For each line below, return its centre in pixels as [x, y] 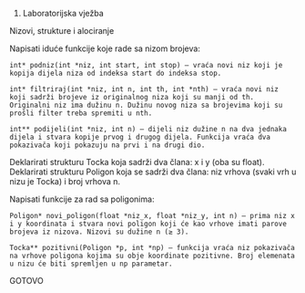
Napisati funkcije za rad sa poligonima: [82, 199]
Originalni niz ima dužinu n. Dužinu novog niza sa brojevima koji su [146, 105]
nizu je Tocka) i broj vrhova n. [65, 181]
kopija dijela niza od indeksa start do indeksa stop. [116, 73]
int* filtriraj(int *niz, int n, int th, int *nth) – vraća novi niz [144, 89]
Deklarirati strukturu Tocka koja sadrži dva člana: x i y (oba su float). [137, 162]
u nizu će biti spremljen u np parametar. [91, 264]
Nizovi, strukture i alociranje [62, 31]
